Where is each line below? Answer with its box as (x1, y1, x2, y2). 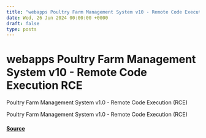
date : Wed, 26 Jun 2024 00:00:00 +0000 (6, 15, 109, 21)
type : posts (6, 26, 37, 33)
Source (6, 125, 26, 132)
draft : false (6, 20, 40, 26)
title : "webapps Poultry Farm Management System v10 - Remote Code (6, 9, 183, 15)
